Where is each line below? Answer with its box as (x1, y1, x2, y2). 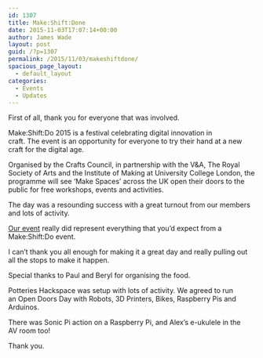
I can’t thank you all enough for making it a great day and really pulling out (8, 248, 248, 257)
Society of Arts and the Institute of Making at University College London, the (8, 168, 255, 178)
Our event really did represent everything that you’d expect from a (8, 224, 222, 233)
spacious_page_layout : (8, 63, 82, 71)
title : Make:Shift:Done (8, 19, 86, 27)
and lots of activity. (8, 208, 70, 218)
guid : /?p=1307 (8, 48, 58, 56)
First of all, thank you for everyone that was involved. (8, 113, 180, 122)
